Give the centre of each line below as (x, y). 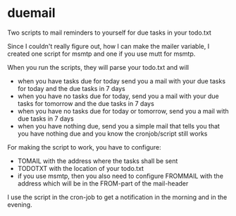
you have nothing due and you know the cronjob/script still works (112, 133)
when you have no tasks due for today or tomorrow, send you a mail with (123, 111)
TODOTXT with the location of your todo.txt (81, 168)
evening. (20, 204)
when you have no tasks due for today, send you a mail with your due (118, 96)
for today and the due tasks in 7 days (71, 88)
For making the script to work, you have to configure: (85, 147)
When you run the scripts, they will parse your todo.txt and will (98, 67)
